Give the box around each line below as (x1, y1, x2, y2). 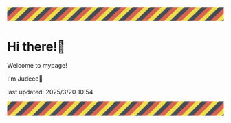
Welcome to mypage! (7, 61, 67, 70)
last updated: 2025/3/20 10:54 (7, 88, 93, 96)
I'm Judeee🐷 (7, 74, 43, 83)
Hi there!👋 (7, 39, 65, 54)
